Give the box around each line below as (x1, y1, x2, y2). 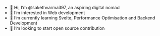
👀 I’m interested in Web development (9, 10, 85, 16)
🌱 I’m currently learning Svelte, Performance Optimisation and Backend (9, 15, 156, 20)
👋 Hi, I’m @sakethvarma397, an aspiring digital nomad (9, 5, 120, 10)
